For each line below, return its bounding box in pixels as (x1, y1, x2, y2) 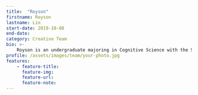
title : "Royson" (6, 8, 49, 15)
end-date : (6, 31, 31, 37)
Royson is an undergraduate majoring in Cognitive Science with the (16, 47, 189, 53)
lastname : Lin (6, 19, 41, 25)
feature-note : (21, 80, 57, 86)
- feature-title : (16, 63, 60, 70)
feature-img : (21, 69, 54, 75)
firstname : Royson (6, 14, 51, 20)
